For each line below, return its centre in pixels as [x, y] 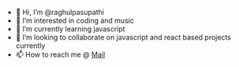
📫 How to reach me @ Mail [60, 54]
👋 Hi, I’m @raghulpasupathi [60, 12]
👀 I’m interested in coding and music [75, 20]
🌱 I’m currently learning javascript [70, 29]
